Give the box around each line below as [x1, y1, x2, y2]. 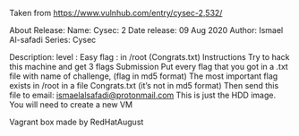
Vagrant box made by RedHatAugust [9, 116, 144, 127]
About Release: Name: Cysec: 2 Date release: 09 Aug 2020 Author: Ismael [9, 25, 284, 35]
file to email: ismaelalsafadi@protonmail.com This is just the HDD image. [9, 89, 276, 100]
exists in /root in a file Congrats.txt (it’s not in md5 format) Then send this [9, 81, 279, 90]
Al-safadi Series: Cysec [9, 35, 97, 45]
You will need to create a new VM [9, 99, 132, 110]
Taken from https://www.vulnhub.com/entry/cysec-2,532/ [9, 8, 223, 18]
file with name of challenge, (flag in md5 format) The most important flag [9, 71, 278, 81]
